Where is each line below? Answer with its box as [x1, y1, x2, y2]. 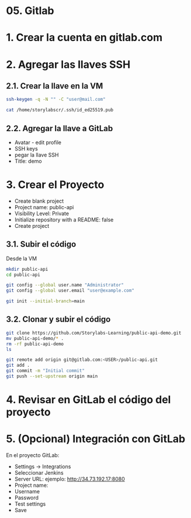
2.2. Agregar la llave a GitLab [6, 123, 113, 133]
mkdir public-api [6, 266, 48, 272]
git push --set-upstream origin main [6, 373, 98, 379]
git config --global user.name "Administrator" [6, 282, 124, 288]
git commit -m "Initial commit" [6, 368, 85, 374]
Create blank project [14, 197, 64, 205]
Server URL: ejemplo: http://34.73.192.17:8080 [14, 476, 125, 482]
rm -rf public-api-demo [6, 341, 64, 347]
